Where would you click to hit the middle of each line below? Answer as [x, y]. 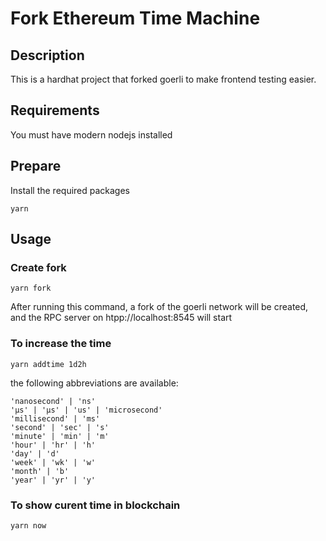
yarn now [28, 525]
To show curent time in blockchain [95, 505]
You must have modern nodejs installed [91, 134]
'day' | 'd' [35, 453]
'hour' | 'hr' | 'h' [53, 445]
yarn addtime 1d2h [48, 364]
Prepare [36, 166]
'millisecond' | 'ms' [55, 418]
